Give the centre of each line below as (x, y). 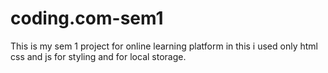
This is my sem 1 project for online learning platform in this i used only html (164, 46)
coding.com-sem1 (87, 18)
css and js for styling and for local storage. (98, 56)
